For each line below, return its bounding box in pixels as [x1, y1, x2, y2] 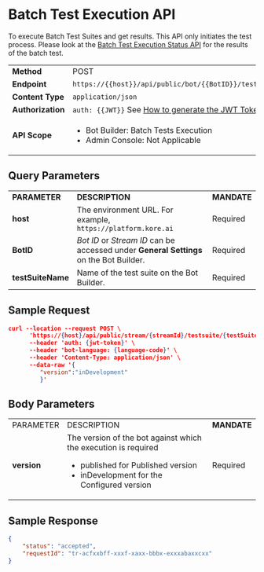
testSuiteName [12, 272, 69, 283]
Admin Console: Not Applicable [86, 134, 201, 145]
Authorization [12, 104, 65, 115]
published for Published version [79, 460, 198, 471]
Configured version [79, 479, 152, 490]
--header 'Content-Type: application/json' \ [28, 354, 181, 362]
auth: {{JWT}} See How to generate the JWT [71, 104, 238, 115]
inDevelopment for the [79, 470, 163, 481]
